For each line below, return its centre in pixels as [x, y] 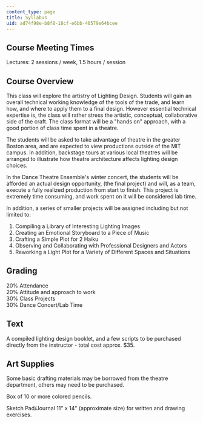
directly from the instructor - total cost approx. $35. [71, 345]
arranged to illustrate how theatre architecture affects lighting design [92, 159]
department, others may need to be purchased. [65, 385]
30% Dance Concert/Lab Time [45, 305]
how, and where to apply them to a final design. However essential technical [101, 109]
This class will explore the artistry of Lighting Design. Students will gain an [99, 96]
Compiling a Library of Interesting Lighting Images [78, 226]
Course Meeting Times [50, 48]
